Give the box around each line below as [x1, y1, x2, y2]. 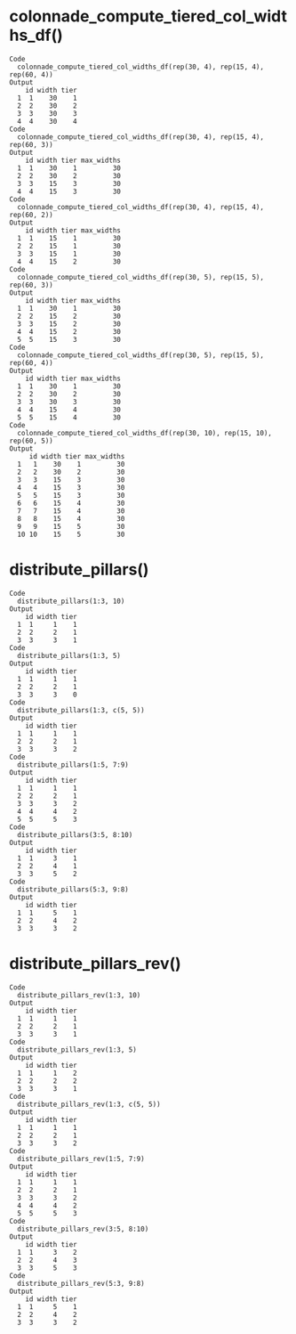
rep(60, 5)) [9, 436, 53, 445]
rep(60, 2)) [9, 210, 53, 219]
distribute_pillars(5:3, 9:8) [17, 884, 129, 894]
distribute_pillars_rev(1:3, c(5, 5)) [17, 1100, 162, 1109]
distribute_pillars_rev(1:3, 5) [17, 1045, 138, 1054]
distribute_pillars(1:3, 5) [17, 651, 122, 660]
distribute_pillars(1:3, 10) [17, 597, 125, 606]
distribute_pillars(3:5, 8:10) [17, 830, 133, 839]
